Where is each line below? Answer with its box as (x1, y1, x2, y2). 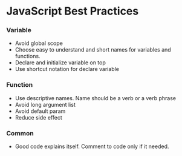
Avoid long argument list (15, 101, 76, 108)
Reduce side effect (15, 114, 62, 121)
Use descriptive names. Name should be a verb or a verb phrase (15, 94, 177, 101)
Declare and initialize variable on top (15, 59, 106, 66)
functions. (15, 53, 41, 60)
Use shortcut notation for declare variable (15, 66, 120, 73)
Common (6, 129, 34, 137)
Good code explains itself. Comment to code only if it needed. (15, 143, 169, 150)
